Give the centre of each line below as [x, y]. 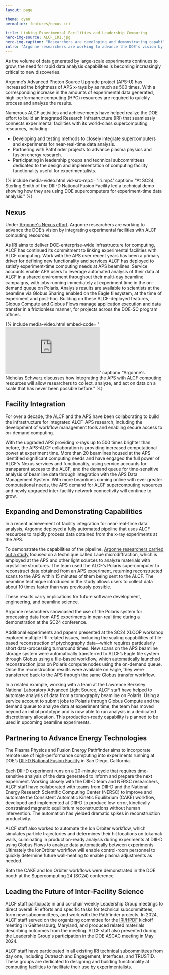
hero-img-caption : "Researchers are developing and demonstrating [76, 42]
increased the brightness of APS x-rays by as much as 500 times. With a [80, 87]
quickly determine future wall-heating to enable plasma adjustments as [79, 855]
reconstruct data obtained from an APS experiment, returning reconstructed [84, 571]
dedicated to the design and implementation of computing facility [80, 165]
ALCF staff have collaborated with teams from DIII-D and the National [77, 787]
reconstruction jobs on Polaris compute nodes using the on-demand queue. [84, 664]
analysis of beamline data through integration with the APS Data [71, 474]
